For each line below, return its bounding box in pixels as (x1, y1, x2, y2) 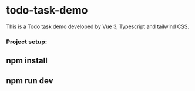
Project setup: (6, 38, 48, 46)
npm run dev (6, 76, 54, 86)
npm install (6, 56, 48, 66)
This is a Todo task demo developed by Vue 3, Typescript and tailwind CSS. (6, 23, 190, 30)
